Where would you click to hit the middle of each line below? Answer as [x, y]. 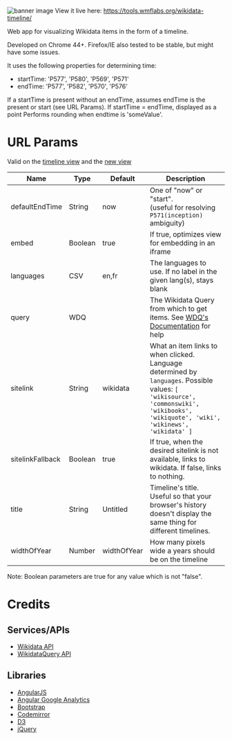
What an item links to [184, 346]
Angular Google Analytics [54, 699]
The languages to [178, 263]
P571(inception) [176, 215]
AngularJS [32, 692]
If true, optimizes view [185, 234]
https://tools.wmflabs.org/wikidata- [154, 11]
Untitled [115, 509]
